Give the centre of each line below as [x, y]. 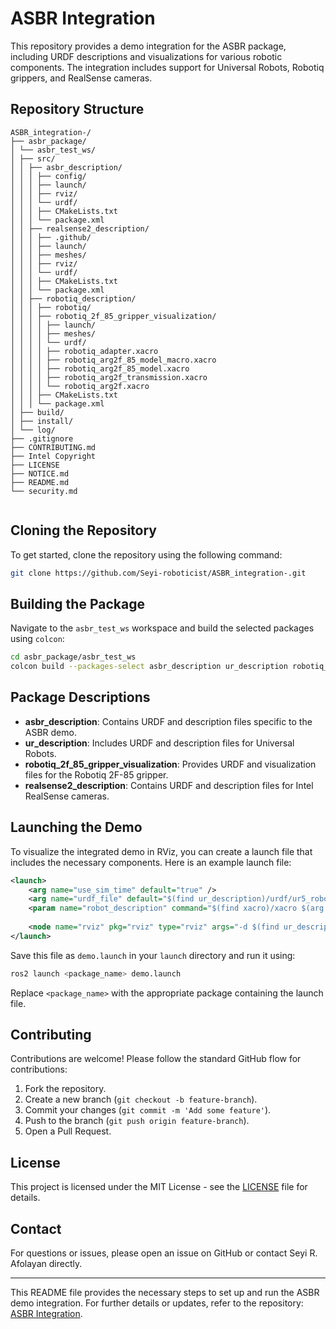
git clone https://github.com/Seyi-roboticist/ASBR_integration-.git [158, 573]
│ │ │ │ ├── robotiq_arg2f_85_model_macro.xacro [113, 360]
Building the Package [77, 603]
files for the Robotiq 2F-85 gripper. [96, 774]
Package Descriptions [80, 697]
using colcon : [37, 639]
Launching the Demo [76, 827]
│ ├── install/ [42, 421]
